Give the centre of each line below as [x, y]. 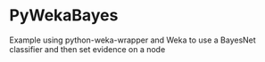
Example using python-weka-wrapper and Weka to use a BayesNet [132, 40]
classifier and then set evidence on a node [87, 49]
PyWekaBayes [64, 15]
